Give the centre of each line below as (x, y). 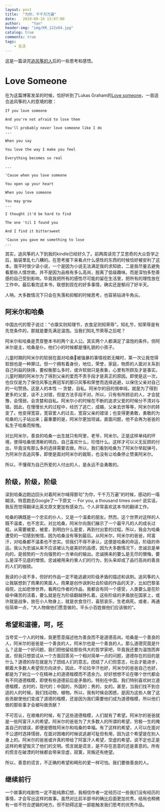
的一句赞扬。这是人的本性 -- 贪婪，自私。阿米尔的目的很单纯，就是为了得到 (82, 388)
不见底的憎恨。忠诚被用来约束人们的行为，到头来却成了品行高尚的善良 (89, 560)
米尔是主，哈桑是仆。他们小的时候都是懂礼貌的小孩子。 (61, 348)
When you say (18, 141)
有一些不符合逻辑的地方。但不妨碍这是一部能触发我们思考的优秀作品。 (76, 805)
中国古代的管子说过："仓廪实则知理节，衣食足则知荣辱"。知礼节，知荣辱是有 (82, 324)
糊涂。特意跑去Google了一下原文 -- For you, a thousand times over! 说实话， (82, 501)
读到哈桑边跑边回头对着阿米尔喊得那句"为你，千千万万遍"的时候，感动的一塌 (82, 494)
